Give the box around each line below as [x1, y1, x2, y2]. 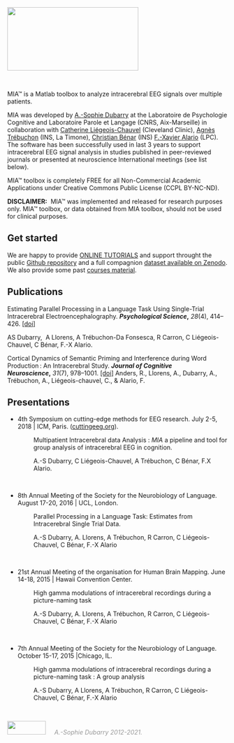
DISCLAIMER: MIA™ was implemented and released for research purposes [7, 197, 223, 205]
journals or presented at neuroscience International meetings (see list [7, 155, 207, 164]
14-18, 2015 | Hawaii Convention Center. [17, 575, 133, 584]
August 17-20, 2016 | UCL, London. [17, 499, 119, 507]
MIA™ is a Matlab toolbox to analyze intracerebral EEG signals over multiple [7, 90, 222, 98]
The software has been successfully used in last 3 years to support [7, 140, 201, 149]
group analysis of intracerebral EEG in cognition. [34, 443, 173, 452]
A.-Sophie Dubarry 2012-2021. [54, 728, 143, 737]
